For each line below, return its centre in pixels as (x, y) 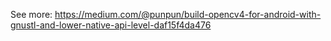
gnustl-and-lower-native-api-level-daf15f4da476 (111, 25)
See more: (31, 14)
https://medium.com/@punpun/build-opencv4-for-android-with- (188, 14)
